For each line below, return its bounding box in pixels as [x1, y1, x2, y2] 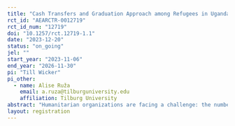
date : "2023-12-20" [7, 36, 64, 43]
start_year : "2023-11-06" [7, 56, 83, 63]
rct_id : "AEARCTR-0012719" [7, 17, 86, 24]
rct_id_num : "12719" [7, 23, 68, 30]
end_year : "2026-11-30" [7, 62, 77, 69]
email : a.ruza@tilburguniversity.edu [20, 88, 130, 95]
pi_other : [7, 75, 36, 83]
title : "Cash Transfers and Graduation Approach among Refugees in [7, 10, 208, 17]
